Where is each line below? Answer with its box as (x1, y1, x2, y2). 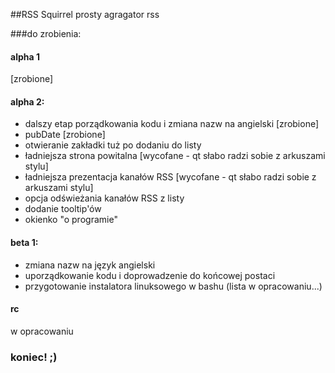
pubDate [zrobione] (24, 129, 106, 141)
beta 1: (10, 237, 39, 248)
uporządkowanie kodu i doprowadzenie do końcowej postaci (24, 269, 276, 281)
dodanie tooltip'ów (24, 203, 102, 215)
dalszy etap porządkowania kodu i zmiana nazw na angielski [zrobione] (24, 118, 320, 130)
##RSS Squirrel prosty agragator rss (10, 9, 160, 20)
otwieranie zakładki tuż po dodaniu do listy (24, 139, 202, 151)
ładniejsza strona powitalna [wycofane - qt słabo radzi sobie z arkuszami (24, 150, 326, 162)
